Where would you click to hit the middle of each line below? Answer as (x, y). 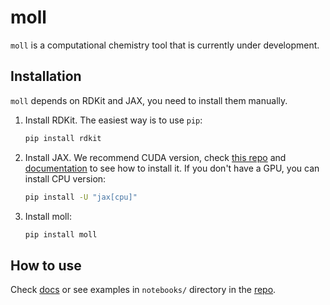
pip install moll (61, 234)
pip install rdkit (63, 138)
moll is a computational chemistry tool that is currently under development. (165, 45)
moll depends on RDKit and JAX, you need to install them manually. (149, 100)
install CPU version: (65, 178)
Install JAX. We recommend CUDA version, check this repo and (155, 157)
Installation (46, 76)
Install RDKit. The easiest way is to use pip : (113, 120)
